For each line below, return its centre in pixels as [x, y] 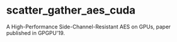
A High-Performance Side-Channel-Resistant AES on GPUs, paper [88, 27]
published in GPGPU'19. [36, 33]
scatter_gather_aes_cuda [71, 10]
